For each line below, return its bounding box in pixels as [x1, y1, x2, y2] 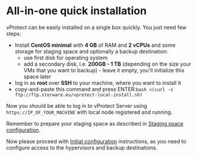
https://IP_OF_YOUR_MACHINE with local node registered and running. [6, 108, 173, 116]
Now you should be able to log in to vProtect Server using [6, 102, 147, 109]
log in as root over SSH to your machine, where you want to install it [14, 79, 182, 86]
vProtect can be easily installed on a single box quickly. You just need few [6, 24, 187, 31]
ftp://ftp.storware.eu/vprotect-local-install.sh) [14, 92, 143, 98]
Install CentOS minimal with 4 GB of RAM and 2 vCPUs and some [14, 41, 176, 49]
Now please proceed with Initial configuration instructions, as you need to [6, 137, 187, 145]
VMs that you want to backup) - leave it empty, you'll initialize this [23, 66, 185, 73]
